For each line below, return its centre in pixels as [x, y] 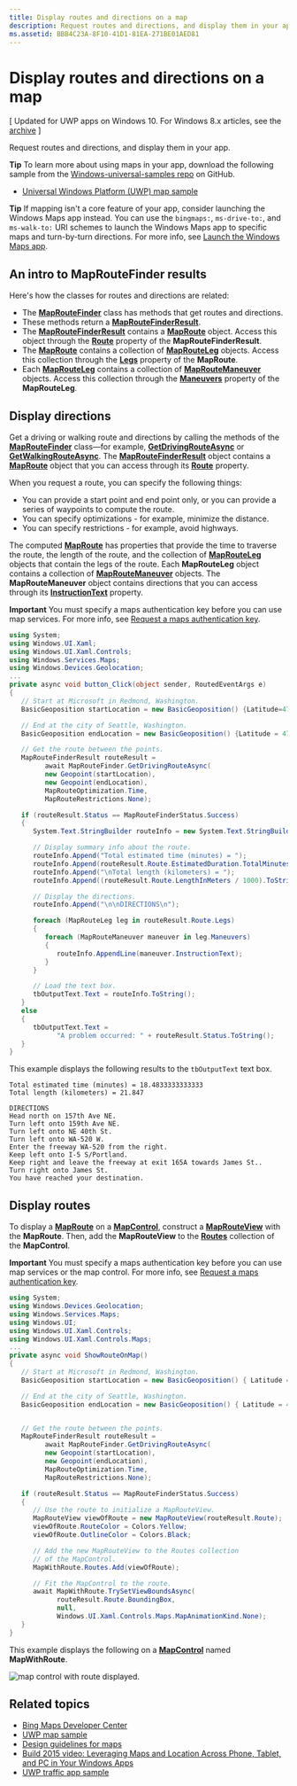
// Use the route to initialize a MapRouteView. [124, 1510]
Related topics [49, 1704]
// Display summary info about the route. [112, 847]
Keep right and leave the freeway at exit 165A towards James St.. [136, 1163]
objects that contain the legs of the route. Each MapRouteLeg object [134, 564]
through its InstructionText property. [76, 592]
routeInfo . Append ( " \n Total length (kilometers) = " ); [134, 872]
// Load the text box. [74, 986]
